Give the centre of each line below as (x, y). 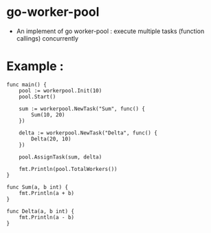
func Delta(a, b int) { (41, 211)
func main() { (27, 84)
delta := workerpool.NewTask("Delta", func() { (88, 133)
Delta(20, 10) (51, 139)
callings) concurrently (47, 38)
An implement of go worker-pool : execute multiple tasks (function (110, 31)
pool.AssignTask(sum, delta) (60, 157)
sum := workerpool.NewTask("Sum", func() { (82, 109)
